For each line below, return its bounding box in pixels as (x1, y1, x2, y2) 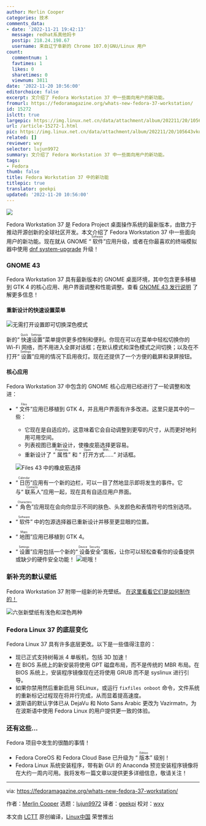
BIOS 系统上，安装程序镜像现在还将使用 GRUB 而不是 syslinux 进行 (15, 668, 184, 676)
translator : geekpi (6, 186, 56, 192)
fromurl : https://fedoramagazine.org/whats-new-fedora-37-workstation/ (6, 100, 193, 106)
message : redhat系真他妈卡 (12, 32, 77, 38)
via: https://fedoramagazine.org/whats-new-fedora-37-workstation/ (6, 787, 178, 795)
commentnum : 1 (12, 55, 48, 61)
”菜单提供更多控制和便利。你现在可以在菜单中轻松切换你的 (42, 336, 190, 344)
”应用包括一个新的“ (29, 548, 78, 555)
